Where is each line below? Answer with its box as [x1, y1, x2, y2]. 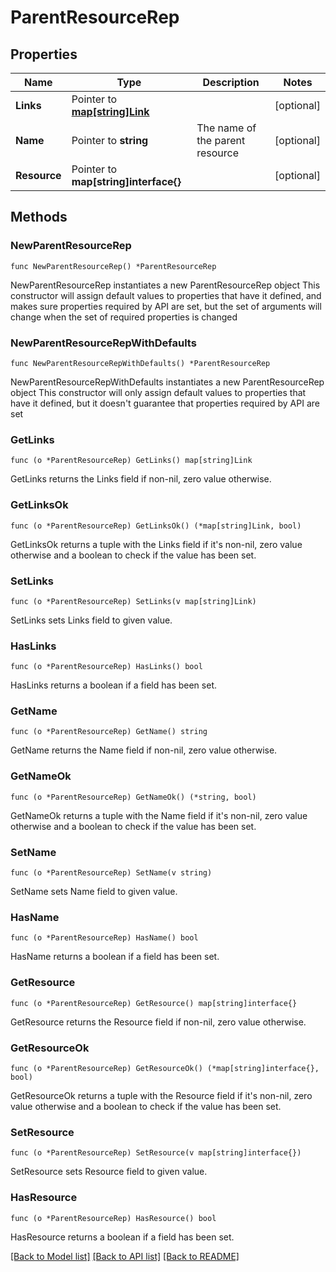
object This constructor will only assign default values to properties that [10, 386, 307, 398]
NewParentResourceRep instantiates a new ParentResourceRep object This [10, 279, 321, 291]
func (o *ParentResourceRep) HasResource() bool [10, 1213, 217, 1223]
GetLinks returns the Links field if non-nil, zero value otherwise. [10, 473, 272, 485]
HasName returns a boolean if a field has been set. [10, 951, 220, 963]
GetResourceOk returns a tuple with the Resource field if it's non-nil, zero [10, 1089, 313, 1101]
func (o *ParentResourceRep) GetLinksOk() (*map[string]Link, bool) [10, 521, 302, 531]
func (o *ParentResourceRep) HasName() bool [10, 933, 199, 943]
